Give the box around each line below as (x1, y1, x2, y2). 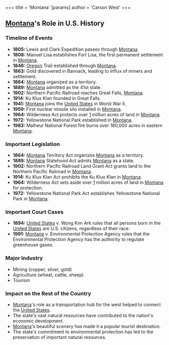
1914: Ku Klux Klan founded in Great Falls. (12, 95, 101, 101)
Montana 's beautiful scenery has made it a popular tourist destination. (12, 323, 161, 329)
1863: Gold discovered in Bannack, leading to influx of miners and (12, 68, 153, 74)
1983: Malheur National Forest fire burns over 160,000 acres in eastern (12, 122, 163, 128)
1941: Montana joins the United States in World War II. (12, 100, 126, 106)
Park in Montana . (12, 196, 49, 202)
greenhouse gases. (12, 242, 54, 248)
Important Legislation (5, 140, 60, 147)
